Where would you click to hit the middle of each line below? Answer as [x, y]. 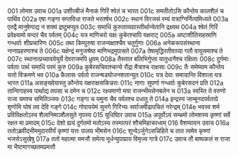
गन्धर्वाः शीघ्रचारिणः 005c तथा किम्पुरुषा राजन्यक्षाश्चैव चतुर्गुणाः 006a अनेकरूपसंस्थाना [104, 43]
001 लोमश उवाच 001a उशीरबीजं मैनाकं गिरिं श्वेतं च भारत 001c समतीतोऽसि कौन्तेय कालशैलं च [115, 11]
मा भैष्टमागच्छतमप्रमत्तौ [31, 147]
